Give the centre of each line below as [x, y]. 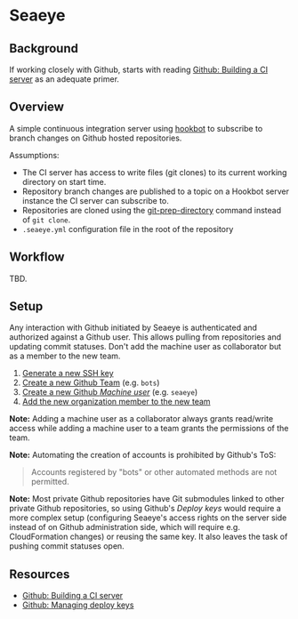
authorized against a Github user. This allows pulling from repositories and [145, 337]
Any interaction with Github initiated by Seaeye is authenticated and [133, 328]
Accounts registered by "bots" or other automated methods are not [154, 472]
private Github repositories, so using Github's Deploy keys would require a [145, 509]
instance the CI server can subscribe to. [95, 200]
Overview [37, 107]
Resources [40, 574]
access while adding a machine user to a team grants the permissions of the [149, 429]
